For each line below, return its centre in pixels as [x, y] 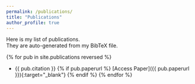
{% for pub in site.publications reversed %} [59, 57]
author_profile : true [33, 22]
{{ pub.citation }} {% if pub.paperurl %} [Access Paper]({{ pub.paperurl [102, 69]
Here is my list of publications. [43, 40]
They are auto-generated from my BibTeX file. [62, 46]
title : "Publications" [34, 17]
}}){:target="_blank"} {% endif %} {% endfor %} [73, 75]
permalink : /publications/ [39, 12]
